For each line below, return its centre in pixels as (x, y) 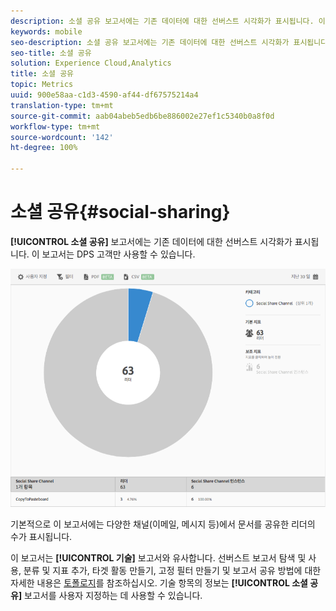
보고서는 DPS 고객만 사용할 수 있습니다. (118, 254)
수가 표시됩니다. (41, 536)
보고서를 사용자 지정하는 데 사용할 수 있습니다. (113, 595)
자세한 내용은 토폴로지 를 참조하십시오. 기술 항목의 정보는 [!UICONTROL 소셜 (159, 583)
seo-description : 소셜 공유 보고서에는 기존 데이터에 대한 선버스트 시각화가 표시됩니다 (169, 42)
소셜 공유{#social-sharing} (120, 212)
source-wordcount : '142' (62, 137)
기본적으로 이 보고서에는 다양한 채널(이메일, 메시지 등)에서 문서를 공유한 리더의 (163, 524)
